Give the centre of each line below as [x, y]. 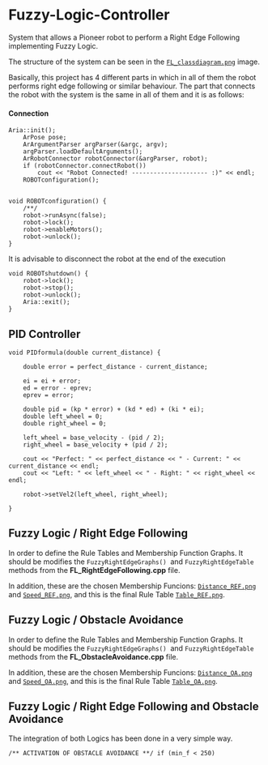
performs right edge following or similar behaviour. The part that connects [132, 86]
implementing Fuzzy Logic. [53, 45]
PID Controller [45, 334]
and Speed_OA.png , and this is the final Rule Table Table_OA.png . [113, 681]
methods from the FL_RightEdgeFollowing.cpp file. [94, 570]
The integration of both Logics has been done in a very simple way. [121, 738]
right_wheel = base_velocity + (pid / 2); [96, 444]
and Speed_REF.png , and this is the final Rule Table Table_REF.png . [117, 594]
